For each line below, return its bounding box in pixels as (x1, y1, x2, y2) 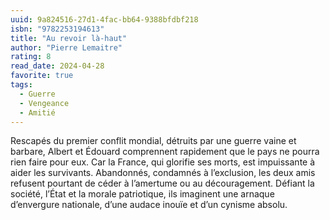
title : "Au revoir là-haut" (10, 33, 128, 43)
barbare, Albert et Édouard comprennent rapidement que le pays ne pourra (10, 146, 320, 158)
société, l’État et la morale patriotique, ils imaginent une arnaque (10, 188, 275, 200)
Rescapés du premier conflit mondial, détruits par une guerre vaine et (10, 135, 297, 147)
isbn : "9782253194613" (10, 24, 105, 34)
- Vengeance (19, 98, 70, 108)
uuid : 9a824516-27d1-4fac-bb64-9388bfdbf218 (10, 14, 199, 25)
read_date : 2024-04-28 (10, 61, 105, 71)
